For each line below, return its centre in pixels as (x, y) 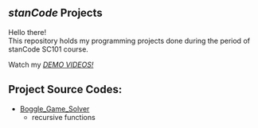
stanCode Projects (55, 13)
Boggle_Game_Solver (55, 109)
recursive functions (63, 117)
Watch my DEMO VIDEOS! (51, 64)
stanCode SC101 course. (49, 49)
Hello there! (27, 32)
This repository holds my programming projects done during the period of (129, 41)
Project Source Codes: (65, 89)
